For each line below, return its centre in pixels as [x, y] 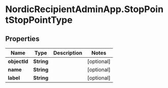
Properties [22, 39]
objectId [18, 61]
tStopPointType [39, 20]
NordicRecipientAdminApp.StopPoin [85, 9]
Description [68, 53]
